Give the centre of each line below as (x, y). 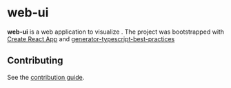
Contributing (35, 61)
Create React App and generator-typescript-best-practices (91, 38)
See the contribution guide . (46, 77)
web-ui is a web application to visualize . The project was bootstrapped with (116, 32)
